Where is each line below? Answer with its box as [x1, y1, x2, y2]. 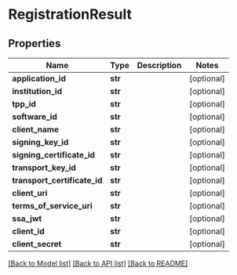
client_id [12, 226, 45, 237]
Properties [8, 37, 61, 50]
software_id [12, 111, 57, 122]
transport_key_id [12, 162, 76, 173]
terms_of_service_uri [12, 201, 93, 211]
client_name [12, 124, 59, 135]
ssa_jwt [12, 213, 42, 224]
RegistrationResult [8, 5, 132, 24]
